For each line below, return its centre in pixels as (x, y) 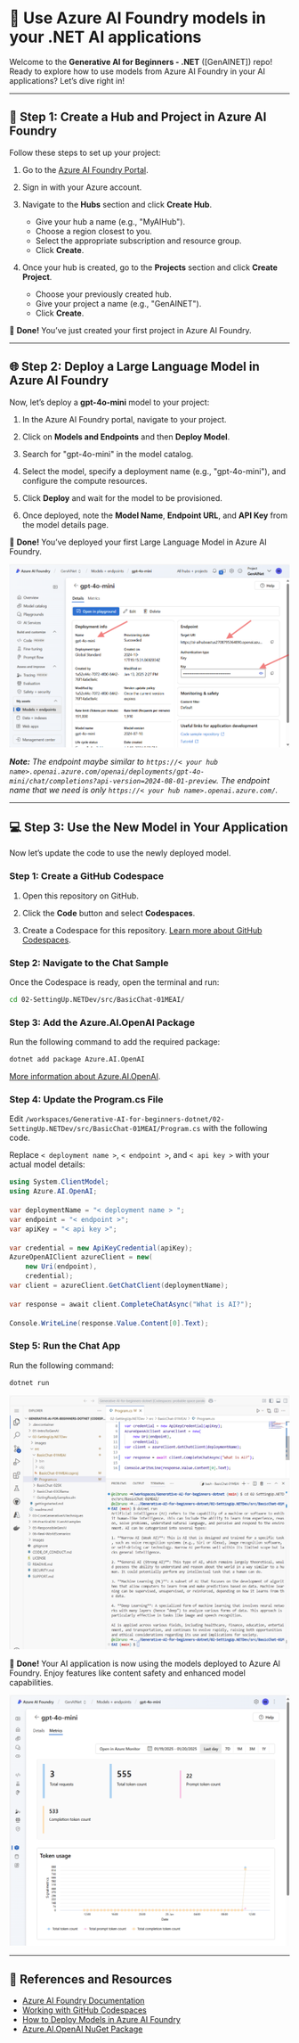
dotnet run (29, 1383)
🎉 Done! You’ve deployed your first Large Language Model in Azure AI (138, 542)
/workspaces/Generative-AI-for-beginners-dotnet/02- (125, 1120)
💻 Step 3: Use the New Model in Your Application (149, 828)
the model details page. (65, 524)
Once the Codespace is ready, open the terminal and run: (114, 982)
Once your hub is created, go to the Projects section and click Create (150, 267)
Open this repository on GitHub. (81, 896)
